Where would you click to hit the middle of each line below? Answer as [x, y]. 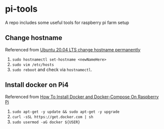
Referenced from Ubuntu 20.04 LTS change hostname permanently [73, 49]
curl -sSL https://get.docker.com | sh [53, 117]
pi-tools [21, 9]
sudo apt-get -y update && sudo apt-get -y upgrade [66, 112]
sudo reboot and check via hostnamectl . [52, 69]
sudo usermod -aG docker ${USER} [46, 122]
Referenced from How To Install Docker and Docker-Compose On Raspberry [82, 97]
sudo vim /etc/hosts [33, 64]
